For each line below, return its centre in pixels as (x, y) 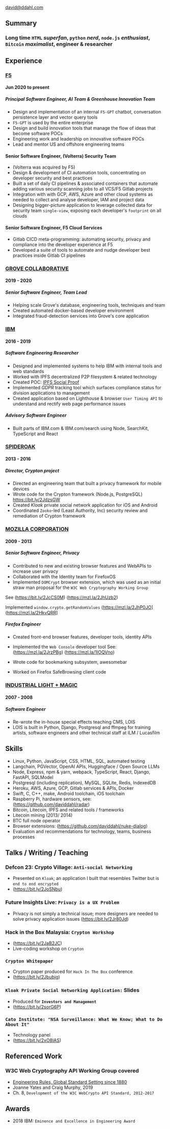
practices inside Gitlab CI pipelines (49, 255)
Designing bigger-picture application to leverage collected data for (82, 205)
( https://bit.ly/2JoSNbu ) (37, 889)
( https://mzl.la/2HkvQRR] (32, 612)
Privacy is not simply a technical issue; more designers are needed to (86, 913)
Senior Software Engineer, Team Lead (46, 292)
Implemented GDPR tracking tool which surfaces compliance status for (87, 387)
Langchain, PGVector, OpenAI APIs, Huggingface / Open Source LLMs (86, 766)
